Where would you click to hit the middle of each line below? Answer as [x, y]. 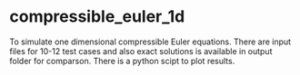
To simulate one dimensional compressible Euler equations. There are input [150, 42]
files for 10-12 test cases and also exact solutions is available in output [141, 51]
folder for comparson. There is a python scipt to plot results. [122, 61]
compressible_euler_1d [97, 17]
